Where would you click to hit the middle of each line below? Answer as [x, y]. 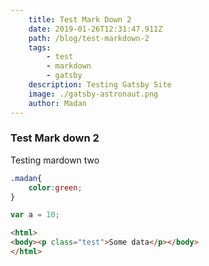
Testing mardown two [55, 160]
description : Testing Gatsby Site [100, 85]
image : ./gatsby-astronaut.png [93, 94]
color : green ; [55, 187]
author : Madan [57, 103]
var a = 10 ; [35, 215]
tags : [40, 47]
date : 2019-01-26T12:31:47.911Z [95, 29]
